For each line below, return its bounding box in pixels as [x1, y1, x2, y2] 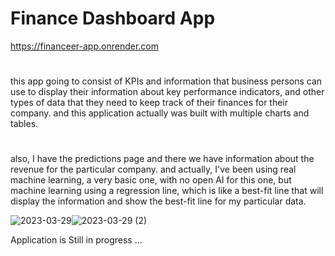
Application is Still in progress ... [10, 234, 143, 246]
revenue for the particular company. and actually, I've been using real [10, 163, 297, 176]
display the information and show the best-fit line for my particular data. [10, 195, 307, 207]
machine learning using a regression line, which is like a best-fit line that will [10, 185, 324, 197]
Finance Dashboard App [10, 7, 216, 30]
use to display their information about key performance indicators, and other [10, 86, 325, 98]
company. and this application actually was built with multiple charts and [10, 107, 310, 119]
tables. [10, 118, 39, 130]
